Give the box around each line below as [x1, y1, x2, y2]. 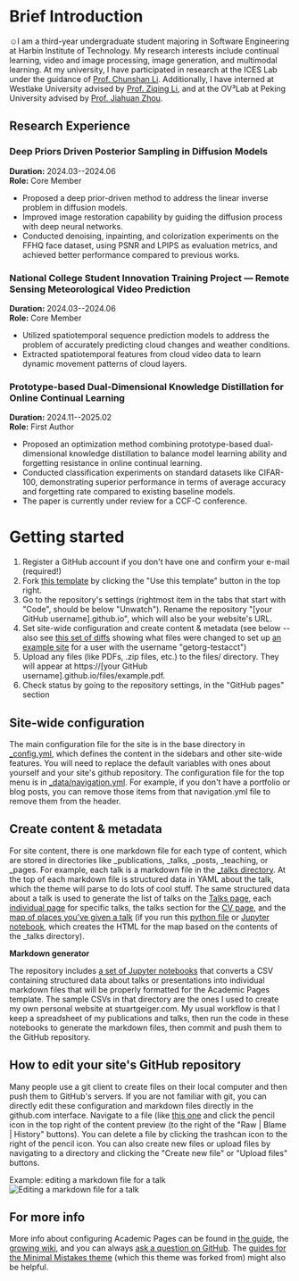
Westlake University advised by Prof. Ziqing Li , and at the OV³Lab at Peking [9, 83, 287, 94]
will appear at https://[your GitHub [21, 661, 148, 671]
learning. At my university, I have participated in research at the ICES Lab [9, 64, 278, 75]
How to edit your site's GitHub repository [9, 1058, 242, 1073]
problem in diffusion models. [21, 202, 128, 212]
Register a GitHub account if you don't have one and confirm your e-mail [21, 556, 290, 568]
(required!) [21, 566, 62, 577]
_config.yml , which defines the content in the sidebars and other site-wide [9, 748, 283, 759]
